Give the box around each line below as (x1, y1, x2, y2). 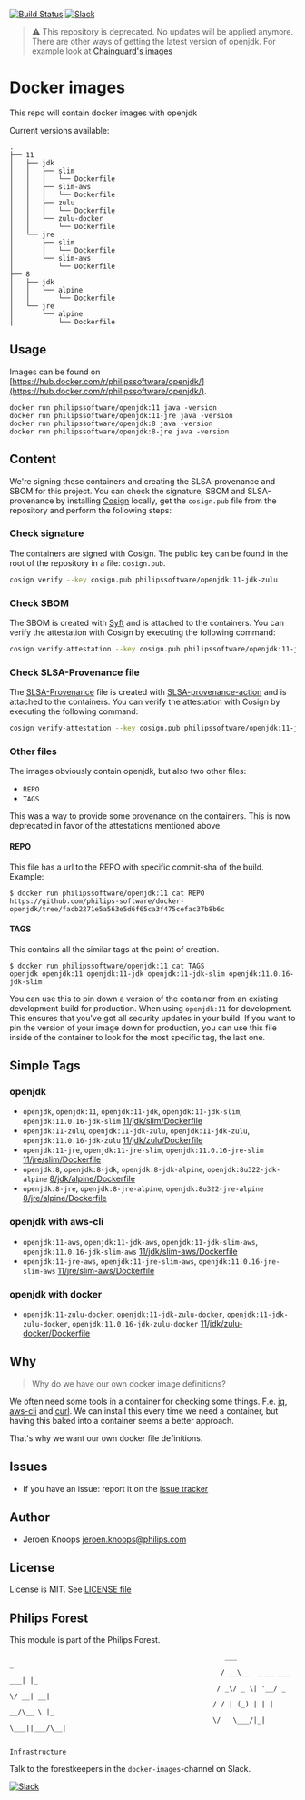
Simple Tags (9, 1059, 81, 1074)
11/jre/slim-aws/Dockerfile (57, 1265, 155, 1276)
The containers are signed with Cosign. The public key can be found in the (9, 548, 289, 559)
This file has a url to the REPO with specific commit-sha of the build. (9, 861, 265, 872)
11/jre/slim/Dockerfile (22, 1154, 102, 1165)
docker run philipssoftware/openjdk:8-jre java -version (9, 427, 230, 436)
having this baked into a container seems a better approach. (9, 1415, 234, 1426)
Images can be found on (9, 366, 101, 377)
